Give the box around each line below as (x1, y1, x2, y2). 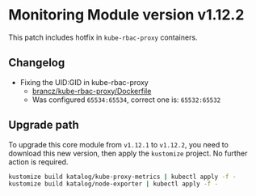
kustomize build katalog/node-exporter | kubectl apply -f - (8, 180, 219, 188)
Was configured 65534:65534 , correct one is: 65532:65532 (31, 95, 221, 104)
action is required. (8, 156, 69, 167)
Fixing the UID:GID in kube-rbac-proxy (19, 77, 149, 87)
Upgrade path (8, 118, 79, 132)
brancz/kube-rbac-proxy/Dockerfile (31, 86, 152, 96)
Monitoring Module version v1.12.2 (8, 6, 245, 24)
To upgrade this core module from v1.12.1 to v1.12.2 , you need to (8, 139, 229, 149)
